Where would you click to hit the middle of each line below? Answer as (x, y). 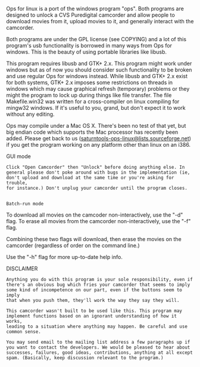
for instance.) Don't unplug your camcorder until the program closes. (97, 188)
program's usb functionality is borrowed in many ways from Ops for (89, 45)
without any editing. (30, 114)
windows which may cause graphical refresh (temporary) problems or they (98, 89)
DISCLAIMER (22, 269)
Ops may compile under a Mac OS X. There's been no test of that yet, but (96, 126)
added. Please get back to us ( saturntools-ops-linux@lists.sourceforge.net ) (99, 138)
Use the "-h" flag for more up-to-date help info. (65, 257)
